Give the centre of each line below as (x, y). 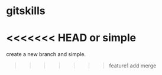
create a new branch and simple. (46, 54)
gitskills (26, 11)
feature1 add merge (133, 66)
